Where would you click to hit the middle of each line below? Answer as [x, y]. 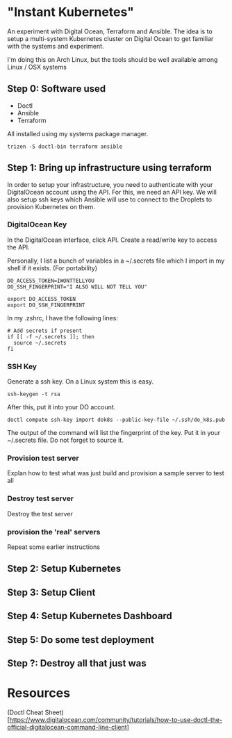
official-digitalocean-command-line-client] [68, 727]
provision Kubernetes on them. [51, 206]
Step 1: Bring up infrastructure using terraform [109, 168]
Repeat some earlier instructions [54, 547]
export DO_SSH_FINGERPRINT [46, 305]
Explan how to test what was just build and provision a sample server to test [116, 473]
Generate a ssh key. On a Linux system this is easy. [81, 382]
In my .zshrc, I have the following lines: [63, 318]
